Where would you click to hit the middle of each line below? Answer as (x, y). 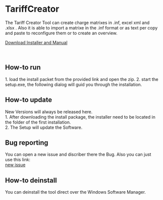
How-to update (29, 100)
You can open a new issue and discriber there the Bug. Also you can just (78, 154)
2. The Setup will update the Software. (44, 127)
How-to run (23, 67)
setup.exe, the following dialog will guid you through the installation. (73, 84)
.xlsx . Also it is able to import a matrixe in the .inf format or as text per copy (81, 27)
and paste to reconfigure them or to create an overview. (61, 33)
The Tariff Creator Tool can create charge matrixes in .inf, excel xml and (77, 23)
